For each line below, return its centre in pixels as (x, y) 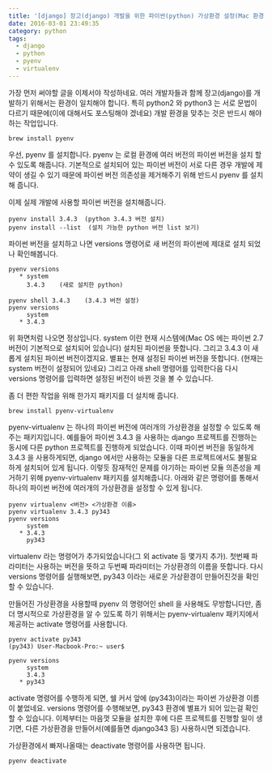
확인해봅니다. (38, 254)
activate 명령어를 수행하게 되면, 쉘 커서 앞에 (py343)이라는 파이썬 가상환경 (127, 698)
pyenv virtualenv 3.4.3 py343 (59, 511)
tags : (17, 38)
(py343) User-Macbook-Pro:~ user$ (67, 646)
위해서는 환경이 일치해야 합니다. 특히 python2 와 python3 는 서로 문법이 (143, 103)
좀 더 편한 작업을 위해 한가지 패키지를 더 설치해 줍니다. (93, 395)
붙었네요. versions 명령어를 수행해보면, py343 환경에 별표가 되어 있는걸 (130, 708)
